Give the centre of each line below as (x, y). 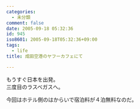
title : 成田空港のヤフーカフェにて (45, 56)
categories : (21, 12)
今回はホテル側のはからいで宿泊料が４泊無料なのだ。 (72, 99)
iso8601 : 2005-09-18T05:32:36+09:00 (52, 40)
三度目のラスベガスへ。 (35, 87)
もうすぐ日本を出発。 (32, 79)
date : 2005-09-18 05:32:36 (40, 28)
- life (20, 51)
